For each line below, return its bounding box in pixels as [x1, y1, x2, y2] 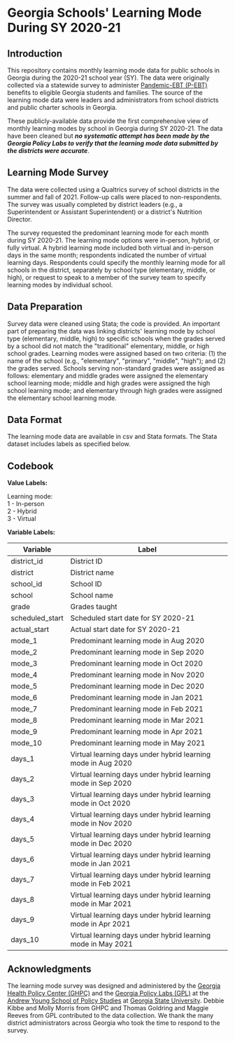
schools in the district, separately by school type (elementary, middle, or [7, 266, 215, 274]
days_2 [10, 774, 35, 784]
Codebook [7, 460, 54, 472]
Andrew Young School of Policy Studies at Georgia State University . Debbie [7, 996, 225, 1005]
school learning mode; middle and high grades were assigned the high [7, 379, 211, 387]
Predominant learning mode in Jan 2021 [70, 693, 204, 703]
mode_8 [10, 715, 38, 725]
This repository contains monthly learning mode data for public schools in [7, 66, 220, 74]
